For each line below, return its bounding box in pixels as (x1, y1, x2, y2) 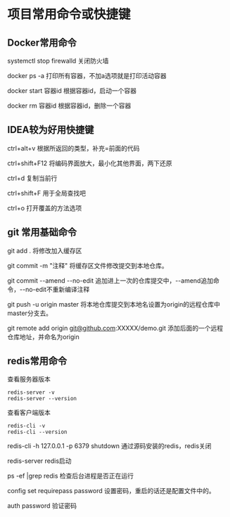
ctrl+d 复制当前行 (7, 174, 58, 182)
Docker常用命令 (7, 37, 77, 49)
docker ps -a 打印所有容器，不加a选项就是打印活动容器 (7, 72, 167, 79)
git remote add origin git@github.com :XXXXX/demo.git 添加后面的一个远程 (7, 324, 224, 332)
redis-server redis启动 (7, 457, 72, 465)
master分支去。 (7, 309, 53, 317)
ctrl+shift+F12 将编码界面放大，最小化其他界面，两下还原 (7, 159, 172, 167)
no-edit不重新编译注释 (25, 285, 90, 293)
